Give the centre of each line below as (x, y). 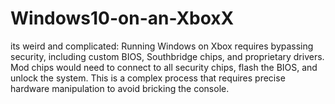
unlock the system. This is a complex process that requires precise (148, 78)
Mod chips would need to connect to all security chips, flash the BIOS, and (164, 67)
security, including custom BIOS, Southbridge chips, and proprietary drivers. (167, 56)
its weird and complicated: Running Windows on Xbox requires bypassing (162, 46)
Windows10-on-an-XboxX (122, 18)
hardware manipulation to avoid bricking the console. (120, 88)
